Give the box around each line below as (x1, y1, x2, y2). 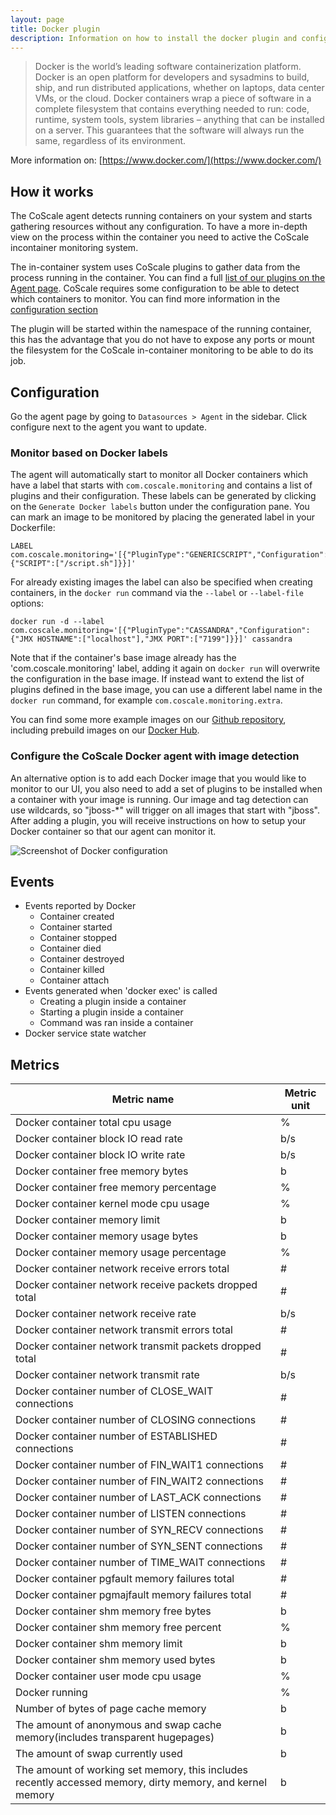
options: (10, 597, 45, 610)
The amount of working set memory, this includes (15, 1763, 248, 1777)
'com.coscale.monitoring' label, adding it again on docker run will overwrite (10, 662, 321, 675)
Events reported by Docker (24, 900, 137, 912)
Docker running (15, 1686, 88, 1700)
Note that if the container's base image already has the (10, 652, 237, 664)
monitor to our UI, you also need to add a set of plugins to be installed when (10, 782, 323, 795)
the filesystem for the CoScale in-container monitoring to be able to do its (10, 344, 314, 356)
